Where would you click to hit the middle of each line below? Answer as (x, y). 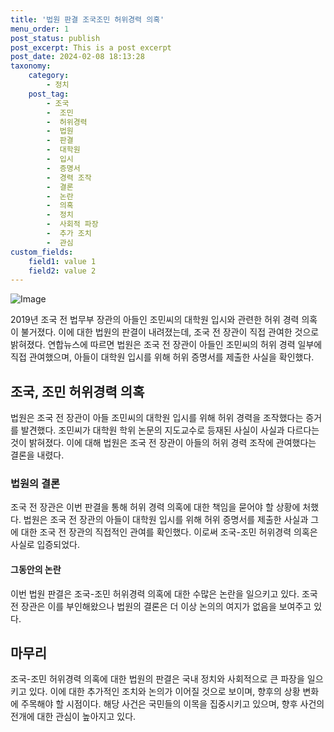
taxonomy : (31, 66)
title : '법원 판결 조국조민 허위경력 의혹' (87, 19)
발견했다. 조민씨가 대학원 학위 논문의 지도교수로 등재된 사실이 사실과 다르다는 (170, 430)
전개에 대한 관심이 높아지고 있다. (73, 717)
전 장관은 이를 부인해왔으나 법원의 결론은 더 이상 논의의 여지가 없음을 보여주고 (161, 606)
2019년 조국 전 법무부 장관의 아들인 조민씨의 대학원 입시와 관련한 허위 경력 (155, 320)
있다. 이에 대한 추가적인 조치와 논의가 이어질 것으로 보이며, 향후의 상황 (164, 692)
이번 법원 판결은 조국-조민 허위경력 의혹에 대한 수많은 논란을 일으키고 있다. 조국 (164, 593)
